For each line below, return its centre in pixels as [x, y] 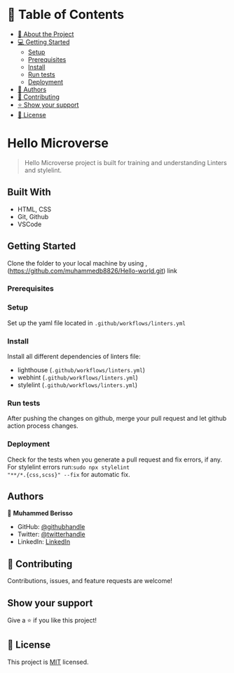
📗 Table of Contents [66, 15]
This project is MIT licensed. [48, 662]
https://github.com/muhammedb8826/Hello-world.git [86, 270]
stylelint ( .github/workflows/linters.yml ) [77, 385]
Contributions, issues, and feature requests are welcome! [90, 581]
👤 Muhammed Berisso [40, 514]
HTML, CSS [34, 209]
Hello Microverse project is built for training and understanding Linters [126, 162]
